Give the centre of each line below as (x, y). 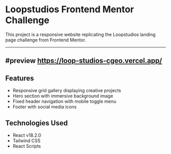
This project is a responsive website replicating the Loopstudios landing (81, 34)
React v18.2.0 (27, 135)
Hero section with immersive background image (63, 96)
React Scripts (27, 146)
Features (20, 78)
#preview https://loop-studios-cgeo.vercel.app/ (84, 61)
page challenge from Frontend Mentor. (46, 40)
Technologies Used (36, 123)
